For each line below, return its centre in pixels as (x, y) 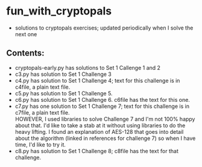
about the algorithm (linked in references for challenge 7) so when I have (105, 138)
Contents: (25, 53)
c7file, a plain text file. (42, 112)
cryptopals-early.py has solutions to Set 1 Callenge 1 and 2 (88, 68)
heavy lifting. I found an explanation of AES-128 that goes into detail (99, 131)
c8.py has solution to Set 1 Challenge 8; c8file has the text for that (97, 151)
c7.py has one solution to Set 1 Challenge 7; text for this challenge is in (102, 106)
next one (26, 34)
